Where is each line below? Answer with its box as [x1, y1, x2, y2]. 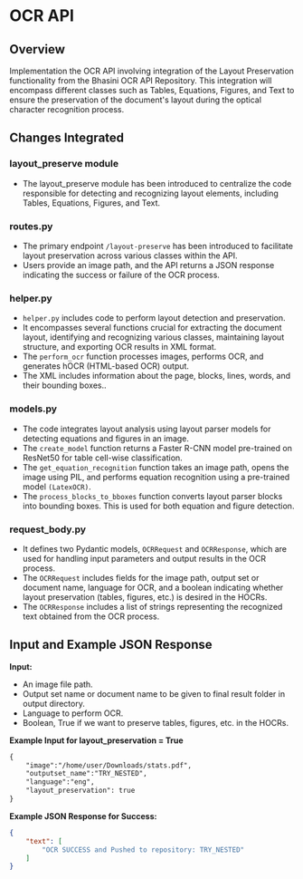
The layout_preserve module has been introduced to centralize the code [22, 178, 292, 188]
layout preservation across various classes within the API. [22, 250, 238, 261]
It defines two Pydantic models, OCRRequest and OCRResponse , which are [22, 543, 288, 554]
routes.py [9, 219, 53, 232]
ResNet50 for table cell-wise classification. [22, 452, 183, 463]
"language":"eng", [25, 778, 95, 787]
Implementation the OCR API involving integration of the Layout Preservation [9, 65, 294, 76]
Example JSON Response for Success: [9, 810, 157, 821]
